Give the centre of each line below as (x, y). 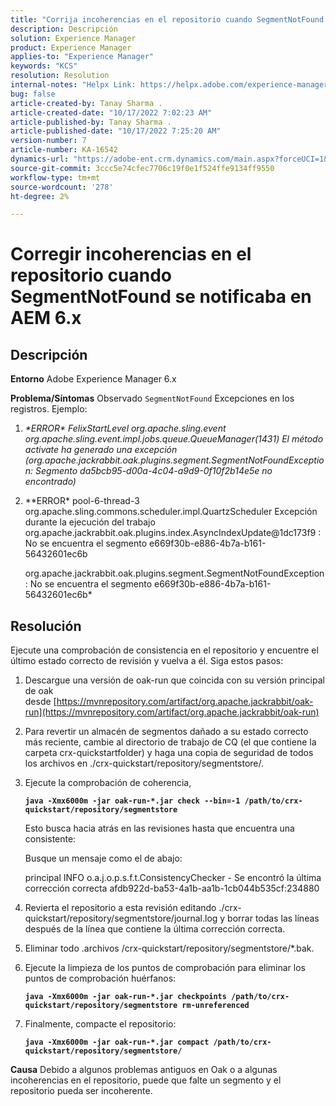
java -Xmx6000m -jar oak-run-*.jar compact (117, 1042)
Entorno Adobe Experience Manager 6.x (93, 379)
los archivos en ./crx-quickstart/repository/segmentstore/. (144, 763)
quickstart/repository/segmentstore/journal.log (121, 918)
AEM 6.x (46, 318)
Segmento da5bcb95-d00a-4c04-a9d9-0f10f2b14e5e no (154, 471)
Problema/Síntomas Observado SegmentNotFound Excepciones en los (152, 398)
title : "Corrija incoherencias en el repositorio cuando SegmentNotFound (167, 19)
